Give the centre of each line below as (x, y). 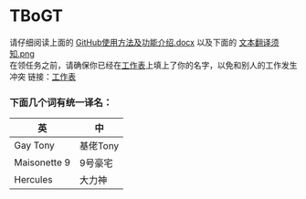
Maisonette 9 (42, 162)
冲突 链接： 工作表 (42, 76)
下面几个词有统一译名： (61, 102)
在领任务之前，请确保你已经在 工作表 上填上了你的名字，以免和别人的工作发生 (153, 65)
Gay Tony (34, 145)
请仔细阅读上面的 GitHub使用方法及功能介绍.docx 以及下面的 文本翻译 (140, 42)
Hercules (33, 180)
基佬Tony (99, 146)
